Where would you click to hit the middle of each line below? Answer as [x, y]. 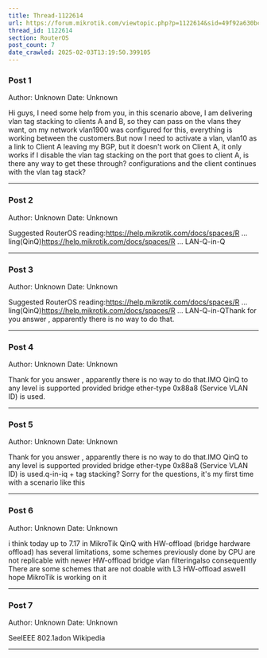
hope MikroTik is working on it [58, 577]
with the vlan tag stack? [47, 172]
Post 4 [21, 346]
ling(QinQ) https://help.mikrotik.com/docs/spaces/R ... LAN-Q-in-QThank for [132, 310]
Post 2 [21, 200]
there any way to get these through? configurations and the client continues [132, 164]
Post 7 [21, 605]
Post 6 [21, 511]
